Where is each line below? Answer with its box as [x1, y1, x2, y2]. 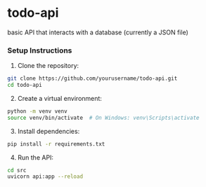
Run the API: [17, 153, 54, 162]
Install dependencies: [17, 127, 80, 135]
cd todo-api [7, 82, 42, 89]
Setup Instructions [7, 46, 72, 55]
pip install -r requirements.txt [7, 140, 105, 148]
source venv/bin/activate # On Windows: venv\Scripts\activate [7, 114, 200, 121]
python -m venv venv [7, 107, 68, 115]
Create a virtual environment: [17, 94, 102, 102]
